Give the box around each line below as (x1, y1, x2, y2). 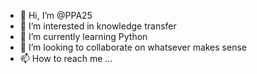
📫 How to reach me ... (19, 53, 113, 64)
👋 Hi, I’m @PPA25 (19, 10, 93, 21)
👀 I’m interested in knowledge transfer (19, 20, 177, 32)
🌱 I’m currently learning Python (19, 31, 148, 42)
